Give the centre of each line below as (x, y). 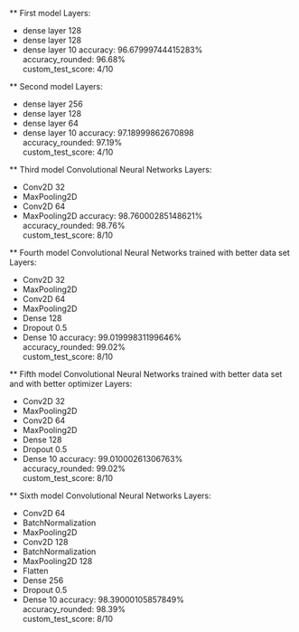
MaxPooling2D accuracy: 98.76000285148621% (112, 216)
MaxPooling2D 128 (57, 561)
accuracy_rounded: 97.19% (72, 142)
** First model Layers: (50, 13)
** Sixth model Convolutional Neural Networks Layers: (111, 495)
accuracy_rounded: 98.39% (74, 609)
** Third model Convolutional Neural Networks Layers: (111, 170)
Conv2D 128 (45, 542)
